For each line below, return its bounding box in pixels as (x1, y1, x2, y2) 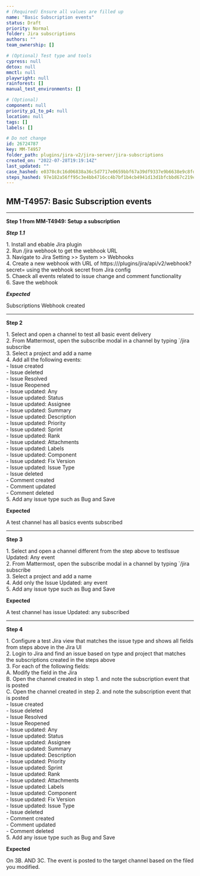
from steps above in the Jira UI (6, 644, 82, 651)
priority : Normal (6, 25, 49, 32)
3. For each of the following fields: (6, 663, 90, 670)
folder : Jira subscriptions (6, 31, 76, 37)
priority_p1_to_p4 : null (6, 108, 68, 114)
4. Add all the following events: (6, 356, 82, 363)
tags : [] (6, 119, 28, 125)
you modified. (6, 863, 40, 871)
